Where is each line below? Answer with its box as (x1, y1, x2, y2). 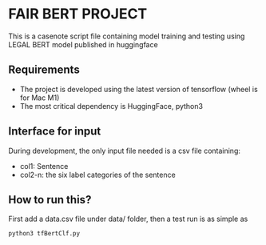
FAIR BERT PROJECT (8, 5, 148, 23)
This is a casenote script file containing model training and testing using (8, 31, 245, 41)
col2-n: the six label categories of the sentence (19, 170, 176, 179)
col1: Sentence (19, 161, 69, 171)
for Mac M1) (19, 93, 60, 102)
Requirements (8, 63, 80, 77)
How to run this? (8, 193, 92, 207)
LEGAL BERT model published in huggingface (8, 39, 158, 49)
